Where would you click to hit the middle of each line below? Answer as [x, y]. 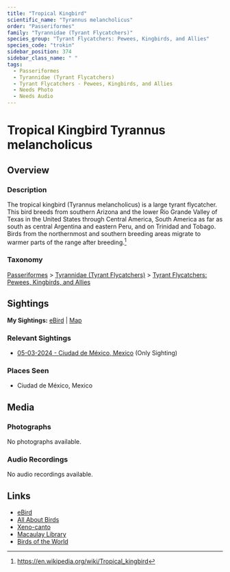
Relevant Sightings [39, 338]
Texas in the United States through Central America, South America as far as [115, 219]
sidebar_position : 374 [39, 52]
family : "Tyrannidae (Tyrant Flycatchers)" [70, 33]
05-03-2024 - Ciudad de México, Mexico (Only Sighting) [97, 353]
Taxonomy [25, 260]
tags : [15, 64]
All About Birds [38, 520]
